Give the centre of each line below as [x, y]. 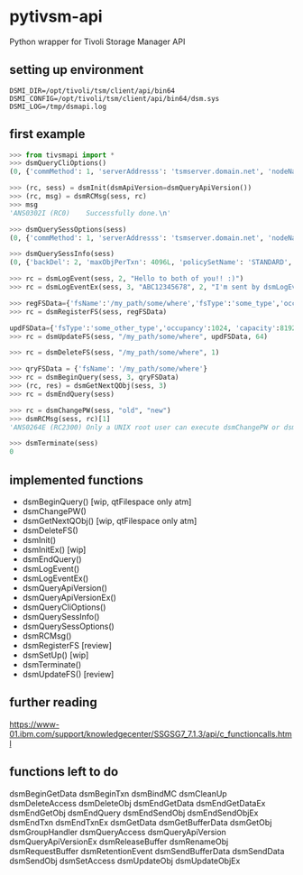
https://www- [35, 724]
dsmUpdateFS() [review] [68, 674]
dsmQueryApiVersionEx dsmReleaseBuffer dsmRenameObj [119, 842]
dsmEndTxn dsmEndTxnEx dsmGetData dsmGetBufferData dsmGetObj [141, 822]
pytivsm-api [56, 17]
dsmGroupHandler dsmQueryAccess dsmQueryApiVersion [118, 832]
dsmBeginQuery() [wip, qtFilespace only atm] [107, 502]
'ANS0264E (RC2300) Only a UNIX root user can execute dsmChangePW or [145, 427]
